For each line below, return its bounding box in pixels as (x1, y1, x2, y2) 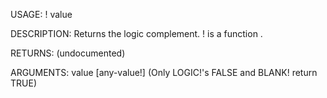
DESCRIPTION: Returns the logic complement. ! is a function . (10, 28, 263, 39)
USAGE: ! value (10, 9, 73, 20)
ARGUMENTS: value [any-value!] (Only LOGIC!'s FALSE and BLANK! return (10, 67, 318, 78)
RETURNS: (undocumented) (10, 47, 126, 59)
